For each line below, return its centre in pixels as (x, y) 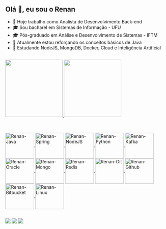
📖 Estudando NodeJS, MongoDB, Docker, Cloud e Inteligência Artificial (87, 48)
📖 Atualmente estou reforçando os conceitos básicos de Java (77, 42)
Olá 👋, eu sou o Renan (40, 9)
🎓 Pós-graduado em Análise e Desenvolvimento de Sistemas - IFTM (85, 35)
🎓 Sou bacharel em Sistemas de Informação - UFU (67, 27)
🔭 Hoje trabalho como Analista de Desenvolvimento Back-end (77, 21)
